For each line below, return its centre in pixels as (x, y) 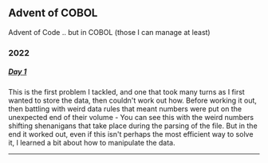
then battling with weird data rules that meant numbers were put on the (125, 109)
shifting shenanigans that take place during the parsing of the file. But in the (133, 126)
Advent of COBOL (53, 13)
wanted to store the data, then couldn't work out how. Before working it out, (133, 100)
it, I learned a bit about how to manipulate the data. (92, 142)
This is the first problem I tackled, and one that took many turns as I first (126, 91)
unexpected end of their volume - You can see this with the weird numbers (131, 117)
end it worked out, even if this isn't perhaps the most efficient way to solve (131, 134)
